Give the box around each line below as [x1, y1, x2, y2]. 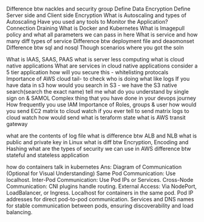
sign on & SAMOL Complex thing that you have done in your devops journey [6, 94, 196, 102]
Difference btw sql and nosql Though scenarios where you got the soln [6, 44, 184, 51]
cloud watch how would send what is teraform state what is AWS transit [6, 114, 186, 121]
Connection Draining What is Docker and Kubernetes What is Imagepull [6, 24, 185, 32]
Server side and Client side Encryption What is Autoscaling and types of [6, 12, 187, 19]
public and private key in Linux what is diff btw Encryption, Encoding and [6, 139, 189, 145]
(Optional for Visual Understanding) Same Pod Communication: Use [6, 170, 176, 177]
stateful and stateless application [6, 151, 89, 159]
